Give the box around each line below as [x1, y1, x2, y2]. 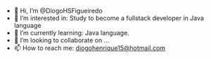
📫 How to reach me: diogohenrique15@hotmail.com [13, 44, 166, 52]
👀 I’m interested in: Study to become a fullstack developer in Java [13, 14, 204, 22]
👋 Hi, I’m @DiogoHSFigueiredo [13, 7, 103, 15]
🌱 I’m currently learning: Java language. [13, 28, 130, 37]
